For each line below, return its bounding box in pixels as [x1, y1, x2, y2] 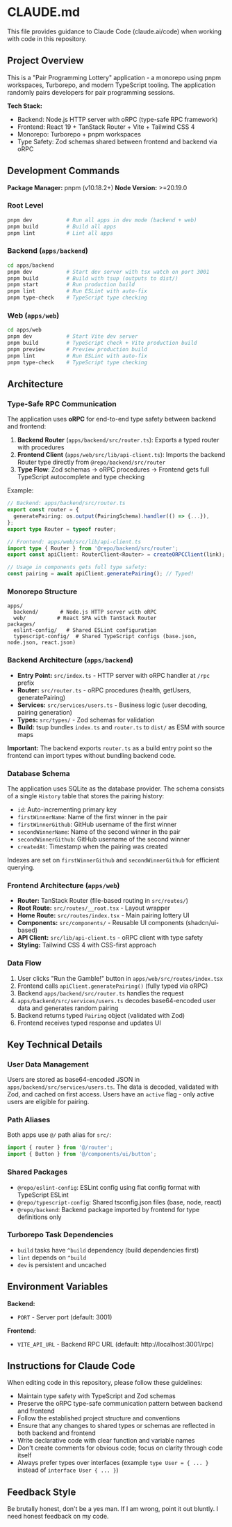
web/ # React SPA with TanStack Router [13, 614, 157, 622]
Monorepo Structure [7, 587, 78, 596]
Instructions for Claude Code [7, 1360, 135, 1372]
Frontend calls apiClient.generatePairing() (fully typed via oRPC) [17, 982, 208, 990]
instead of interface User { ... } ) [17, 1466, 119, 1474]
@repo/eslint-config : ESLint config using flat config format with [17, 1183, 201, 1191]
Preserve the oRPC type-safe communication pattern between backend [17, 1400, 223, 1408]
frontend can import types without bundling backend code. [7, 751, 176, 759]
